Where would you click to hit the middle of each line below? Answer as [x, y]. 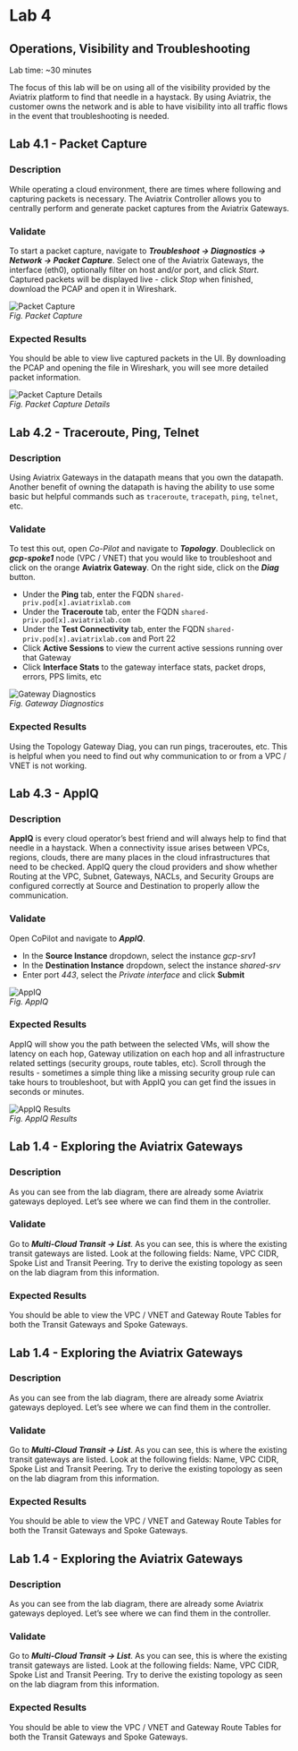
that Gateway [46, 658]
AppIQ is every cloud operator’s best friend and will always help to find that [148, 839]
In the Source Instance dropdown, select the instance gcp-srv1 [139, 955]
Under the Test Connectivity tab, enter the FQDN [113, 629]
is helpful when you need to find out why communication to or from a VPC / [148, 756]
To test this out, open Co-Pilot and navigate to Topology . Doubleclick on [142, 549]
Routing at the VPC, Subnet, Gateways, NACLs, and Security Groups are [142, 876]
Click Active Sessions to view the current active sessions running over [153, 648]
